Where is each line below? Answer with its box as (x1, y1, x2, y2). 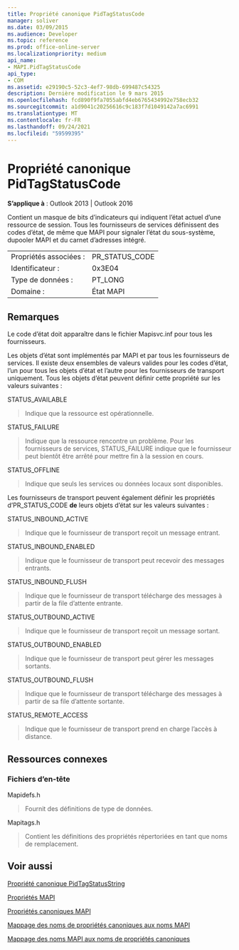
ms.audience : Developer (7, 30, 78, 38)
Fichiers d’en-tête (7, 775, 70, 785)
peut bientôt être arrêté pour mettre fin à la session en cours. (24, 452, 204, 461)
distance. (24, 732, 53, 741)
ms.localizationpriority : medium (7, 51, 107, 58)
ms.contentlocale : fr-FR (7, 116, 81, 123)
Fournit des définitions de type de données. (24, 804, 153, 813)
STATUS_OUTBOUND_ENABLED (7, 640, 102, 649)
